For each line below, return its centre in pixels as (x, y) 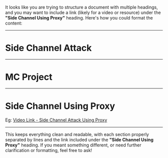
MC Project (29, 77)
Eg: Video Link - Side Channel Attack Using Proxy (56, 120)
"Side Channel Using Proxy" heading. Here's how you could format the (79, 18)
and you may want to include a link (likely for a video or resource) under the (83, 12)
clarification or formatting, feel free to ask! (49, 150)
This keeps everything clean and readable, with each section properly (77, 134)
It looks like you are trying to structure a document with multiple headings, (82, 7)
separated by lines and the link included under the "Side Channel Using (79, 139)
